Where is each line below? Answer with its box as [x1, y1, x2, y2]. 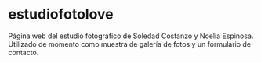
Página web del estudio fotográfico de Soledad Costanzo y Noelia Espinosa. [8, 31, 254, 40]
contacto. [8, 47, 39, 57]
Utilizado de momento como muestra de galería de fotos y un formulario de [8, 39, 252, 48]
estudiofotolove [8, 5, 114, 23]
